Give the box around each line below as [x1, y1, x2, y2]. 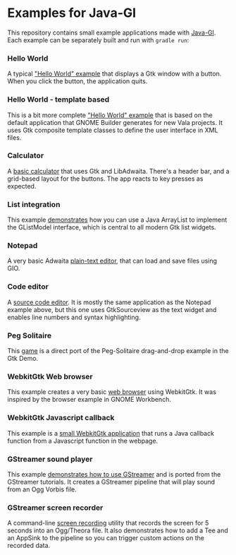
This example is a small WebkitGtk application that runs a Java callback [7, 429, 215, 437]
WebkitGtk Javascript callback [7, 413, 115, 423]
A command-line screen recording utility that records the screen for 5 [7, 519, 209, 527]
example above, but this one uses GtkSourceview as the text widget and [7, 305, 217, 314]
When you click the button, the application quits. [7, 77, 148, 85]
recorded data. [7, 542, 51, 550]
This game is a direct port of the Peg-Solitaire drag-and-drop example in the [7, 347, 229, 355]
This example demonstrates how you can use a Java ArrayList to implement [7, 215, 228, 224]
